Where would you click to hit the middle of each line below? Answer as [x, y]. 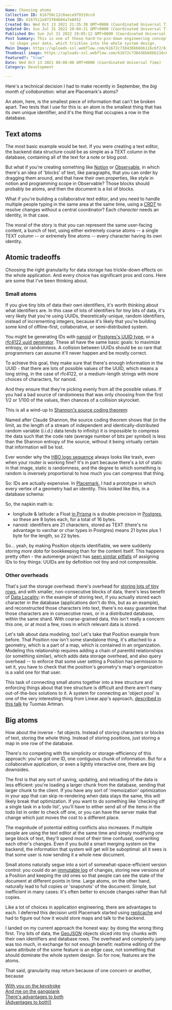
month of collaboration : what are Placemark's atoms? [62, 92]
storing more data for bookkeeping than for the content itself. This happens [85, 551]
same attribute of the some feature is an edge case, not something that [80, 950]
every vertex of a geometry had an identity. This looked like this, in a [77, 489]
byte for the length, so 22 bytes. [47, 536]
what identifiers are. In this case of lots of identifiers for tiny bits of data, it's [85, 311]
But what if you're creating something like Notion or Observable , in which [82, 167]
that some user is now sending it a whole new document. [65, 855]
